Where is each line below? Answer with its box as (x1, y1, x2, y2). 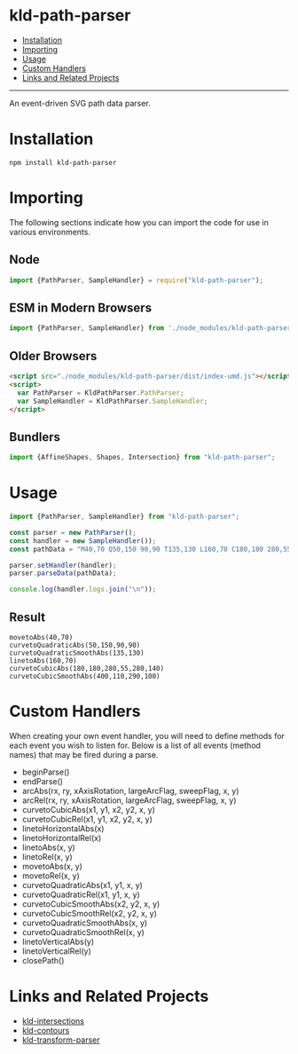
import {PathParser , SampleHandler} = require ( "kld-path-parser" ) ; (9, 276, 264, 285)
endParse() (21, 775, 64, 786)
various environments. (9, 226, 91, 237)
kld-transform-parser (21, 1034, 100, 1045)
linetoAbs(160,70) (9, 656, 77, 665)
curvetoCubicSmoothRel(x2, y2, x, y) (21, 908, 158, 918)
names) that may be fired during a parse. (9, 749, 159, 759)
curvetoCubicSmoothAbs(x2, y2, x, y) (21, 898, 161, 909)
